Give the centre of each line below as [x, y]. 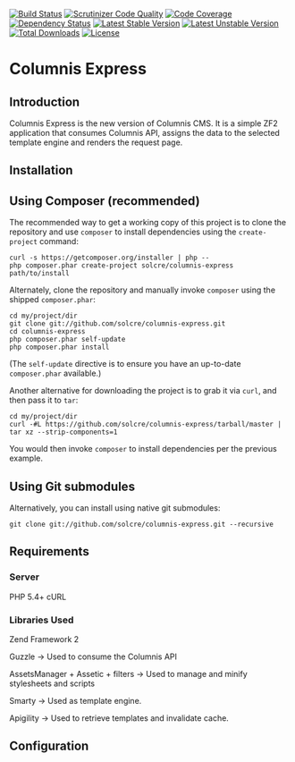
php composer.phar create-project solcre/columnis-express [122, 266]
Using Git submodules [72, 486]
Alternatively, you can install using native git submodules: [115, 508]
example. [26, 458]
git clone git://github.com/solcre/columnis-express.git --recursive [142, 525]
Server [25, 577]
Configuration [49, 746]
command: [59, 241]
